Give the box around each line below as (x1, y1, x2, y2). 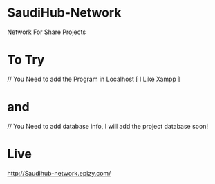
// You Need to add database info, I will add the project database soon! (7, 122, 209, 130)
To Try (7, 52, 45, 68)
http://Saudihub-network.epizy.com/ (7, 169, 111, 177)
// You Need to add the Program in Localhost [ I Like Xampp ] (7, 75, 180, 83)
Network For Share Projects (7, 28, 86, 36)
